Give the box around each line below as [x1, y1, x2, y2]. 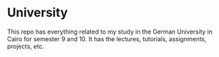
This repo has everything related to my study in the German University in [7, 27, 213, 36]
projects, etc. [7, 42, 45, 50]
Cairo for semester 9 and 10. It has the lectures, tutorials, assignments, [7, 34, 207, 43]
